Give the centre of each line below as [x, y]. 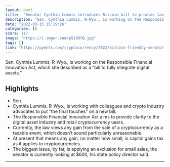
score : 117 [17, 33]
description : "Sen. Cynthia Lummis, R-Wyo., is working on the [73, 19]
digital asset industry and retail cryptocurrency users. [68, 122]
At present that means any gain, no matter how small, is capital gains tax [88, 138]
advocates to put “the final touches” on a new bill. [65, 111]
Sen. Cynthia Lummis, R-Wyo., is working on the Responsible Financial [79, 62]
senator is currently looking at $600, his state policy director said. [81, 154]
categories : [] [21, 29]
